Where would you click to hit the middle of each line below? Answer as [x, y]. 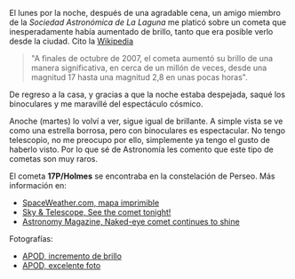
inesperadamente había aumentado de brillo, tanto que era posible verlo [141, 32]
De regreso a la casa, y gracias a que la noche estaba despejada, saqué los [147, 94]
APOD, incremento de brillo [72, 256]
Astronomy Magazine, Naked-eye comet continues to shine [131, 222]
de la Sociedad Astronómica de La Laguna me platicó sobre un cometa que [148, 22]
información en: [38, 185]
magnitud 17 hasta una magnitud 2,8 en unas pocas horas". [140, 77]
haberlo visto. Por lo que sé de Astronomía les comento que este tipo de [141, 149]
